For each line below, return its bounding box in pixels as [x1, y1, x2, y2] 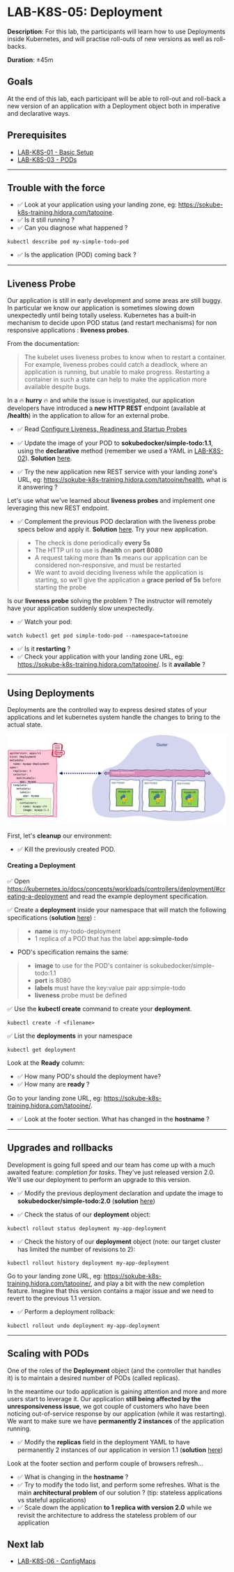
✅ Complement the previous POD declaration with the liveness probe [17, 517, 216, 526]
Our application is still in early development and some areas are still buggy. [7, 296, 223, 305]
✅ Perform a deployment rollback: [17, 1307, 116, 1315]
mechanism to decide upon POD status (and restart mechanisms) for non [7, 319, 217, 327]
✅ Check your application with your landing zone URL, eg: [17, 653, 185, 661]
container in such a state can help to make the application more [24, 375, 207, 384]
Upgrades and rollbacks [7, 1142, 114, 1154]
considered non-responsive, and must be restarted [34, 561, 181, 569]
